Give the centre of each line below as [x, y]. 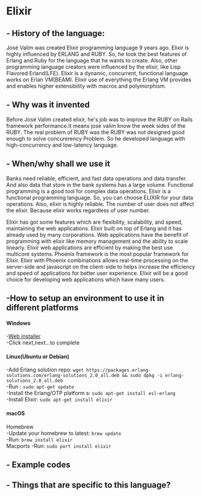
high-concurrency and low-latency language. [62, 145]
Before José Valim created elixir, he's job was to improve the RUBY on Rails [100, 119]
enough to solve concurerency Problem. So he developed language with [96, 138]
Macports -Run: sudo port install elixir [59, 445]
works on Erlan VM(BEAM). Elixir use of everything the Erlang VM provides [99, 80]
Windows [18, 323]
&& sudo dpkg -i [142, 376]
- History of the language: [56, 33]
